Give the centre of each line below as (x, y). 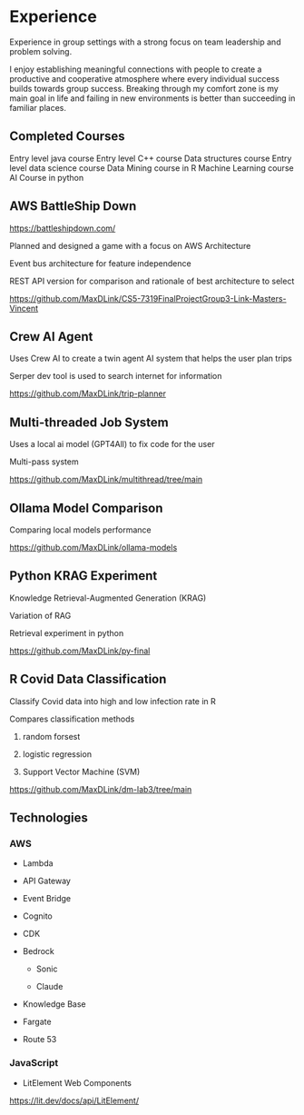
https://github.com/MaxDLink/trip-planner (88, 393)
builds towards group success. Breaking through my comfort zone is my (144, 88)
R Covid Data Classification (88, 679)
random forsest (51, 736)
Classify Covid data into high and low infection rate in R (113, 701)
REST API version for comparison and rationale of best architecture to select (152, 281)
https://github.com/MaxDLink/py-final (80, 651)
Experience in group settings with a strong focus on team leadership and (145, 42)
